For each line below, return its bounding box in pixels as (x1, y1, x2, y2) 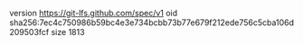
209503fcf (9, 27, 50, 37)
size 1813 (51, 27, 85, 37)
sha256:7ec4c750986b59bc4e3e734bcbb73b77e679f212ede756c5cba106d (9, 17, 295, 28)
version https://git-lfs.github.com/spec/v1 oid (9, 8, 178, 18)
